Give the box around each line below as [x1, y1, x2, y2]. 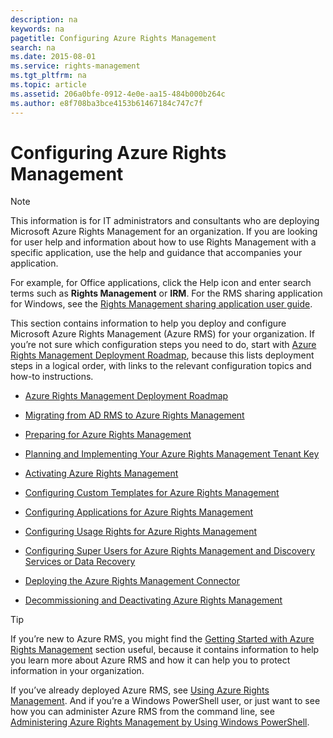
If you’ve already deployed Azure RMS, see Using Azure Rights [10, 684, 270, 696]
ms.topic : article [10, 80, 87, 90]
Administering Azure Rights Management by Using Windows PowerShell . [10, 716, 310, 728]
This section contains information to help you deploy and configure [10, 317, 287, 330]
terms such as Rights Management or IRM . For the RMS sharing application [10, 287, 323, 300]
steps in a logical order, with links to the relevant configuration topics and [10, 360, 312, 372]
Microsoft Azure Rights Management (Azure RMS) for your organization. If [10, 328, 316, 340]
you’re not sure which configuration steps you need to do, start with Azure [10, 339, 317, 351]
